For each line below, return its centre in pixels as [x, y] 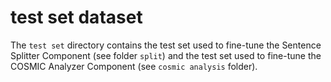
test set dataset [76, 17]
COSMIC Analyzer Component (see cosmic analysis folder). [134, 66]
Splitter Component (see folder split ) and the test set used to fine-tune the [166, 55]
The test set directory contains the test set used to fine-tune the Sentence [166, 45]
